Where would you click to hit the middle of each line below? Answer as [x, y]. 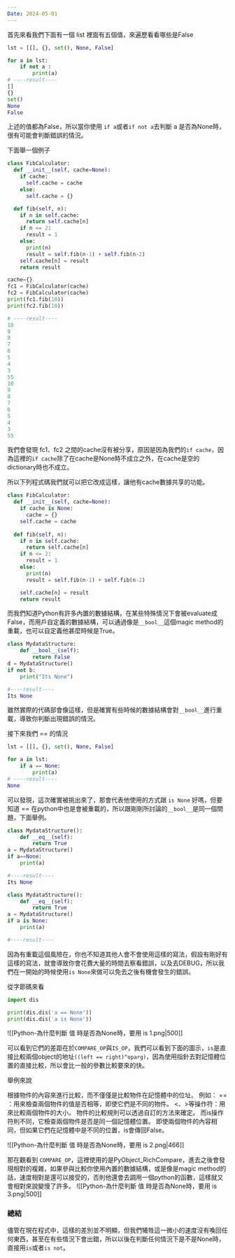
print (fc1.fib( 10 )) [36, 299]
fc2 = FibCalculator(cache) [48, 293]
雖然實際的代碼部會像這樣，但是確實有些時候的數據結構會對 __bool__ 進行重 [115, 710]
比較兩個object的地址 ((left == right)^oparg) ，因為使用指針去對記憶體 [116, 1056]
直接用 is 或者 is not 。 [38, 1248]
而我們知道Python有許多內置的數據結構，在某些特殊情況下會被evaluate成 [113, 614]
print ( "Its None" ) [47, 677]
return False [51, 657]
